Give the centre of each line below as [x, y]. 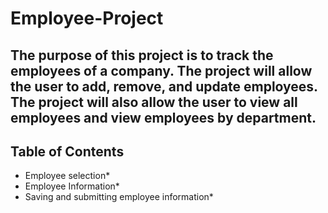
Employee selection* [67, 176]
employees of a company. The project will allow [161, 70]
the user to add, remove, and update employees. [164, 86]
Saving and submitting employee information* [119, 197]
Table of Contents [67, 151]
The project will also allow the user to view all [154, 102]
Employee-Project [87, 18]
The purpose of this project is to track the [142, 55]
